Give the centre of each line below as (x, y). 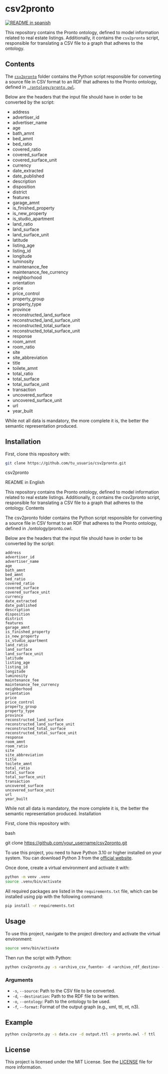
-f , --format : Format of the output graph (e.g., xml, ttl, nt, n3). (76, 1007)
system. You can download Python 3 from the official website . (69, 858)
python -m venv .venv (28, 877)
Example (19, 1022)
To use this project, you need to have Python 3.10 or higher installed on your (83, 853)
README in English (25, 482)
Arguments (19, 980)
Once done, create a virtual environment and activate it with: (67, 868)
